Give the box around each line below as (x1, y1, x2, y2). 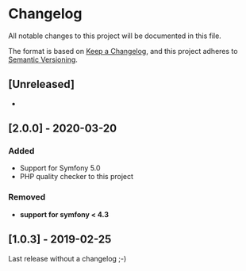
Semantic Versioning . (8, 55, 78, 64)
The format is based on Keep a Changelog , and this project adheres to (8, 46, 238, 55)
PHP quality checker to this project (19, 172, 133, 181)
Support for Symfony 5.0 (19, 163, 101, 173)
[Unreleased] (8, 78, 75, 91)
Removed (8, 192, 46, 203)
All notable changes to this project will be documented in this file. (8, 31, 222, 40)
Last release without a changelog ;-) (8, 254, 127, 263)
